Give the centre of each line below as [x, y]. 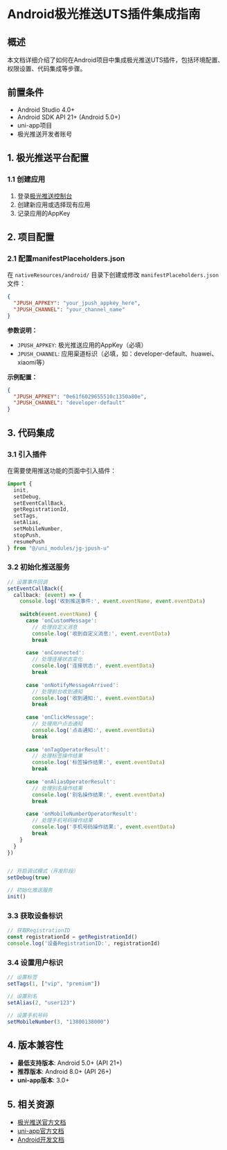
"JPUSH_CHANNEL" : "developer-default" [70, 403]
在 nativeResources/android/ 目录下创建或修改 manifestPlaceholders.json [113, 275]
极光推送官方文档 [42, 1122]
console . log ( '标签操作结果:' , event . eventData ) [99, 763]
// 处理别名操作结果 [57, 788]
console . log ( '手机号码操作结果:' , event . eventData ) [104, 827]
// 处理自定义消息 [55, 627]
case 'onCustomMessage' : [61, 621]
